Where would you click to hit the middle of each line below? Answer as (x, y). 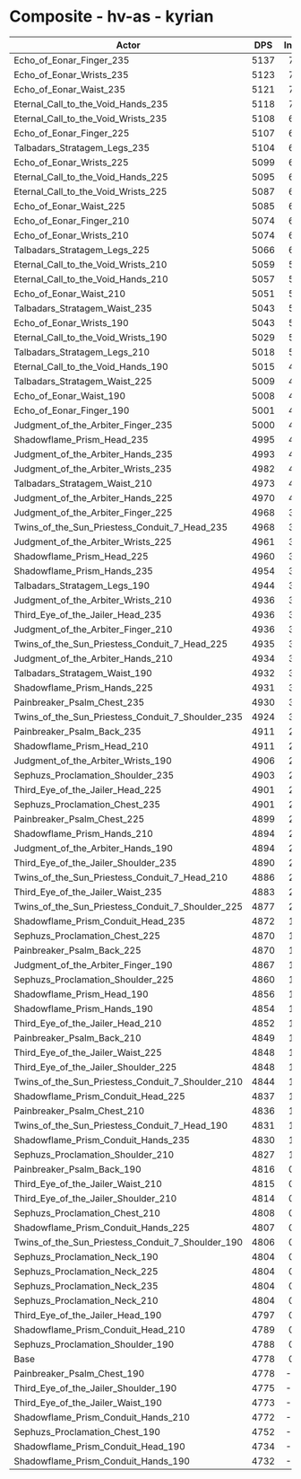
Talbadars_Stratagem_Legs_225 (82, 250)
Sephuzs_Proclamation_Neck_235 (86, 1286)
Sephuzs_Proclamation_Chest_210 (87, 1212)
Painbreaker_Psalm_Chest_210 (79, 1111)
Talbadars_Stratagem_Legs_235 (82, 147)
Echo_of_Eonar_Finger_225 (72, 133)
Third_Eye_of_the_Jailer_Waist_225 (88, 1052)
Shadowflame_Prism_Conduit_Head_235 (99, 920)
